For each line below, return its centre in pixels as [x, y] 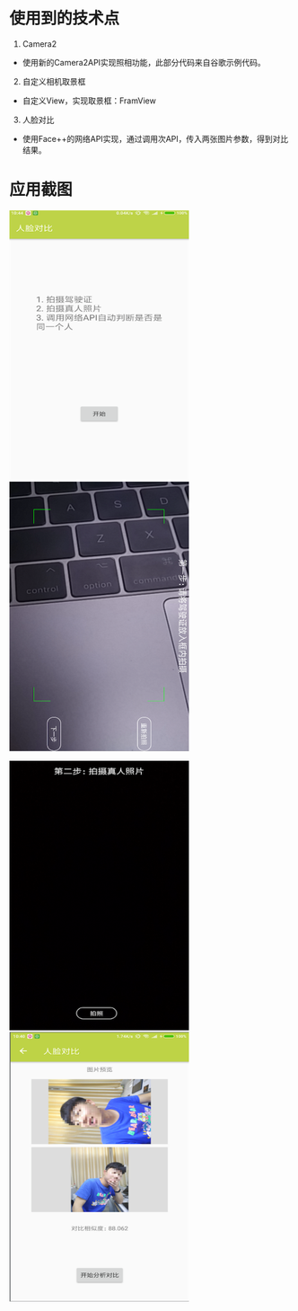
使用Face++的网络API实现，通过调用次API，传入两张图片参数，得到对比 [155, 138]
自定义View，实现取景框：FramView [89, 101]
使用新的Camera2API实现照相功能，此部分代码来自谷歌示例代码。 [144, 62]
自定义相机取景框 [54, 81]
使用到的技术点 [65, 18]
